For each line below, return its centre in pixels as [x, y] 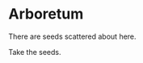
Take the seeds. [35, 52]
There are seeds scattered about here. [72, 36]
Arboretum [46, 14]
